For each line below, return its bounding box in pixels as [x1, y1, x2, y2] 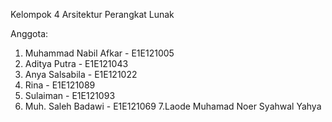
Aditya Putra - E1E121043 [24, 58, 129, 69]
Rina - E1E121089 [24, 79, 96, 91]
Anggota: [10, 28, 49, 39]
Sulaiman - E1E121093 [24, 90, 116, 101]
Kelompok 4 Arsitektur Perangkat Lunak [10, 9, 175, 20]
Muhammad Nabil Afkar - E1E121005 [24, 47, 175, 59]
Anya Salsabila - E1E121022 [24, 69, 138, 80]
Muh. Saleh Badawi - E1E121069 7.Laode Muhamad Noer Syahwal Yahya [24, 100, 322, 112]
